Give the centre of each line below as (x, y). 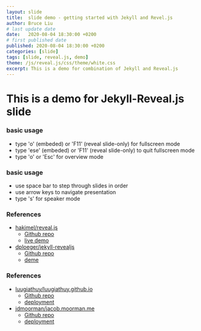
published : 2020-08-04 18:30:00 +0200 (55, 46)
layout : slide (24, 12)
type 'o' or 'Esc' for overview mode (59, 156)
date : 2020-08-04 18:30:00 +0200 (51, 35)
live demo (37, 240)
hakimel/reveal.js (36, 228)
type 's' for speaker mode (48, 199)
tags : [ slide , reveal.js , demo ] (47, 57)
